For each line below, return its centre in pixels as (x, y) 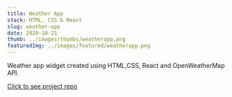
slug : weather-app (34, 26)
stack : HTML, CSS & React (44, 20)
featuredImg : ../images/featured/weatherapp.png (79, 46)
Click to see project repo (42, 86)
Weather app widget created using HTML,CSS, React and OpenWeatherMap (116, 65)
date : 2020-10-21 (32, 33)
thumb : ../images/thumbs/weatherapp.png (67, 39)
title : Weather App (35, 14)
